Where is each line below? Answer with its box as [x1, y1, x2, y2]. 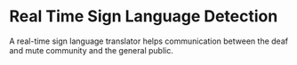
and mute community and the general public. [9, 45, 173, 55]
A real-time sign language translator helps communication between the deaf [9, 36, 289, 46]
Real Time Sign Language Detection [9, 6, 278, 27]
